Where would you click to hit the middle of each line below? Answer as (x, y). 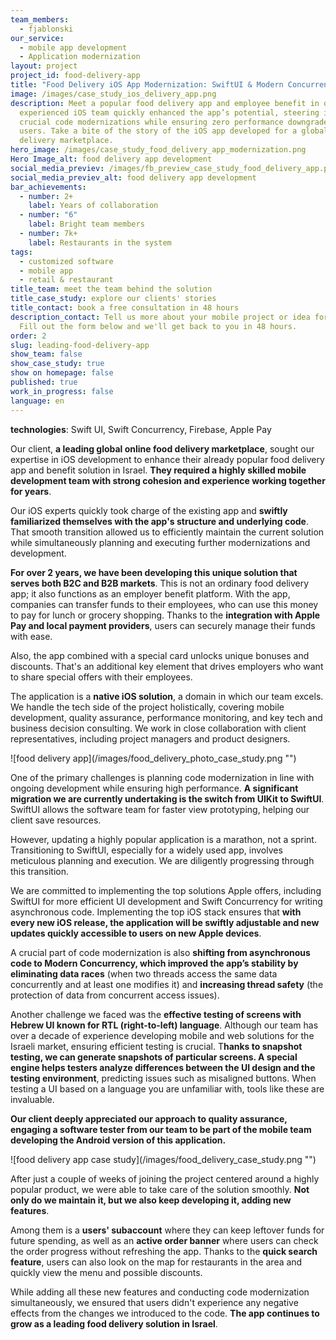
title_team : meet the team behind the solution (111, 289)
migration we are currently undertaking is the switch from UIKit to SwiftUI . (167, 798)
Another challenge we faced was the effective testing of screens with (156, 1014)
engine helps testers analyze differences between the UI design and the (163, 1067)
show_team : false (46, 354)
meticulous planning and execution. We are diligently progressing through (162, 860)
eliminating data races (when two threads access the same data (144, 973)
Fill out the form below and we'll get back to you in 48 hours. (158, 326)
